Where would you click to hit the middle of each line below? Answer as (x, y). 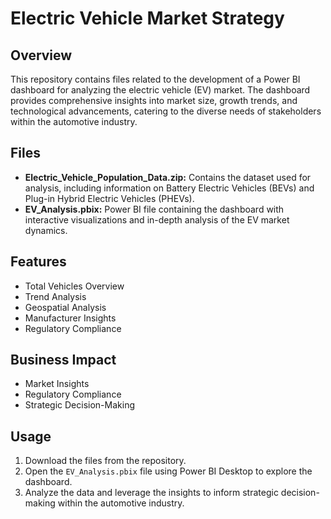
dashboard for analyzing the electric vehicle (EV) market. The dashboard (160, 90)
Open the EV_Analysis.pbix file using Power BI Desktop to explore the (168, 471)
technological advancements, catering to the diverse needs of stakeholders (166, 111)
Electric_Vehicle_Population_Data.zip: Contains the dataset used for (168, 177)
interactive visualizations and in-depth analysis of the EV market (157, 219)
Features (38, 262)
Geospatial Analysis (65, 307)
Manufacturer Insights (70, 318)
